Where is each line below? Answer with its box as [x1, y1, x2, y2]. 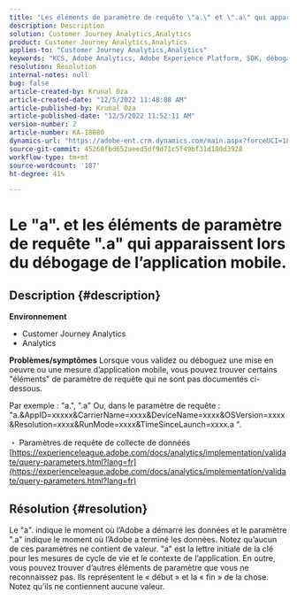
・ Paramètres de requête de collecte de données [9, 437, 191, 448]
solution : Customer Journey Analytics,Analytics [9, 29, 192, 38]
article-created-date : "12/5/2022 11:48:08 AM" [9, 95, 188, 104]
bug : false [9, 79, 49, 88]
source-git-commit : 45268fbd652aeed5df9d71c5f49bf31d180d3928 [9, 144, 243, 153]
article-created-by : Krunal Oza [9, 87, 128, 96]
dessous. [9, 383, 42, 394]
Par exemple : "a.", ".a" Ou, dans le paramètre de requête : [9, 400, 221, 412]
